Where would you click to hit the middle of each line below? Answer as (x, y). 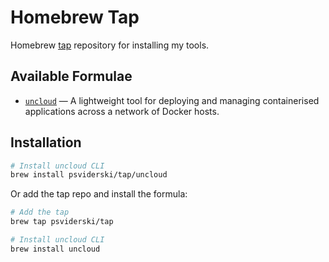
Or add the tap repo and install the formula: (99, 194)
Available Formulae (71, 76)
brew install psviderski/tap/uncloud (89, 175)
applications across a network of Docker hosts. (122, 111)
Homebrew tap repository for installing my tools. (110, 45)
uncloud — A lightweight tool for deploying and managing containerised (172, 100)
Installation (46, 142)
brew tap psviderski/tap (62, 222)
